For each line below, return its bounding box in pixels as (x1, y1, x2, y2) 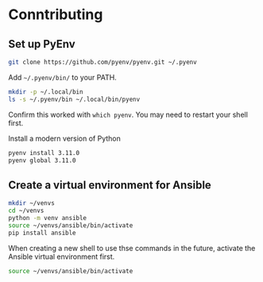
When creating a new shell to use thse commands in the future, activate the (8, 243, 256, 253)
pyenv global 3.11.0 (8, 156, 77, 164)
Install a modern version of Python (8, 133, 122, 143)
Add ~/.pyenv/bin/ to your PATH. (8, 72, 117, 82)
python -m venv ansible (8, 214, 87, 222)
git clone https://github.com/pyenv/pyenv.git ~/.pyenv (8, 58, 197, 66)
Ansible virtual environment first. (8, 252, 115, 261)
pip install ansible (8, 229, 77, 237)
